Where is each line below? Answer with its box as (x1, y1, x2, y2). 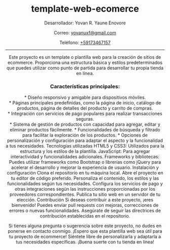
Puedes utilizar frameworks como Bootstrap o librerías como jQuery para (9, 159, 161, 165)
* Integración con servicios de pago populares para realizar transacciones (7, 111, 163, 117)
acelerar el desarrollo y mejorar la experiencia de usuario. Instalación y (11, 164, 159, 170)
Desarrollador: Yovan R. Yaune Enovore (44, 20, 126, 26)
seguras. (75, 116, 95, 122)
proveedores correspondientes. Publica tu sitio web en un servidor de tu (9, 191, 161, 198)
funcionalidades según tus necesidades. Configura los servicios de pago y (7, 181, 163, 187)
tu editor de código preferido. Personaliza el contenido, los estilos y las (11, 175, 159, 182)
